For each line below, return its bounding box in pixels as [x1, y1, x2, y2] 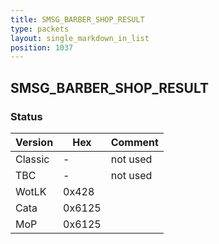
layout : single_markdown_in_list [10, 33, 150, 43]
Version [15, 135, 54, 149]
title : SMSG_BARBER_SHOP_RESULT [10, 14, 145, 25]
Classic [15, 152, 50, 166]
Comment [110, 135, 159, 149]
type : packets [10, 24, 70, 34]
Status [10, 109, 43, 123]
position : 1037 [10, 42, 74, 53]
